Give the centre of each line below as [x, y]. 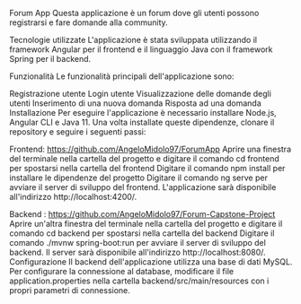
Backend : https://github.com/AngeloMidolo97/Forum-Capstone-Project [142, 214]
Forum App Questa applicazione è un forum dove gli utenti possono [134, 13]
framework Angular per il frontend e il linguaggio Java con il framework [141, 49]
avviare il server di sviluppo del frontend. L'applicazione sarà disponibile [143, 187]
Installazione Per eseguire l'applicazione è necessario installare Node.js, [143, 113]
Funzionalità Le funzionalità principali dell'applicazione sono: [122, 76]
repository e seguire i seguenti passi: [78, 132]
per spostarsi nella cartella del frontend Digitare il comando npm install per [147, 168]
